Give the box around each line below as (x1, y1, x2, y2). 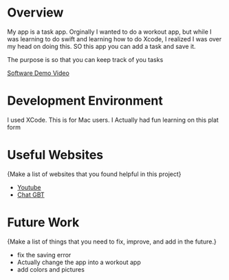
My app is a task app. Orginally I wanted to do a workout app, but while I (7, 28, 212, 36)
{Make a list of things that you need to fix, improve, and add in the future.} (7, 237, 217, 246)
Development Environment (7, 93, 163, 109)
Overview (7, 5, 64, 21)
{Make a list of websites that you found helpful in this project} (7, 170, 182, 178)
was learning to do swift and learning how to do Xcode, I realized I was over (7, 34, 222, 43)
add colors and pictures (17, 265, 85, 273)
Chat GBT (17, 191, 45, 199)
